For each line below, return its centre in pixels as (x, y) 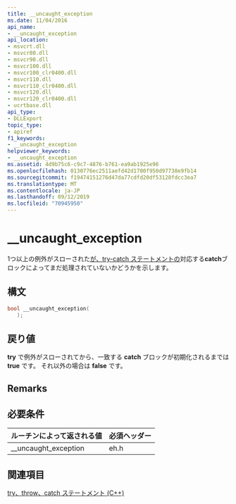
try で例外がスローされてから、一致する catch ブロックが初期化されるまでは (118, 357)
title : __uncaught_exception (50, 14)
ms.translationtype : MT (42, 184)
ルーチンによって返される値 (56, 436)
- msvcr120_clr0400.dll (42, 99)
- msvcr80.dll (28, 53)
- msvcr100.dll (30, 66)
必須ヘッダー (130, 436)
